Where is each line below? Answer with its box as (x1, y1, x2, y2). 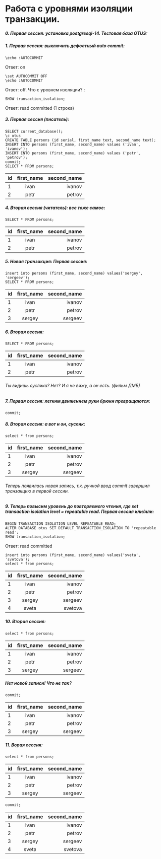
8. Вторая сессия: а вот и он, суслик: (5, 421, 86, 427)
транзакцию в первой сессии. (5, 488, 69, 494)
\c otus (5, 133, 21, 138)
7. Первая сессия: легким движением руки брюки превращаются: (5, 398, 151, 404)
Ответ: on (5, 64, 26, 70)
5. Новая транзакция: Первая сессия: (5, 259, 88, 265)
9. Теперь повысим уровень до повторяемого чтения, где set (5, 503, 139, 509)
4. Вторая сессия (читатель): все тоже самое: (5, 205, 106, 211)
